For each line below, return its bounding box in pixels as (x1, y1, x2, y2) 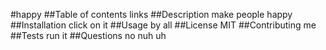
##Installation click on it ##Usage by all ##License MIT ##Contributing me (10, 19, 317, 31)
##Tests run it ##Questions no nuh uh (10, 30, 167, 41)
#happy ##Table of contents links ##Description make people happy (10, 9, 293, 20)
